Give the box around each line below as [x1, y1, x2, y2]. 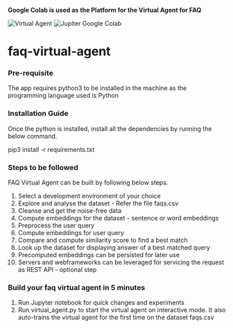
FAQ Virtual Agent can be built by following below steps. [8, 178, 169, 187]
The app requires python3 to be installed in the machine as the [8, 84, 187, 92]
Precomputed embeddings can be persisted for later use [17, 251, 180, 259]
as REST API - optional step [17, 266, 97, 274]
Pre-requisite [8, 69, 54, 78]
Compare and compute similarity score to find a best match [17, 236, 188, 245]
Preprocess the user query [17, 221, 95, 230]
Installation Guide [8, 109, 69, 119]
